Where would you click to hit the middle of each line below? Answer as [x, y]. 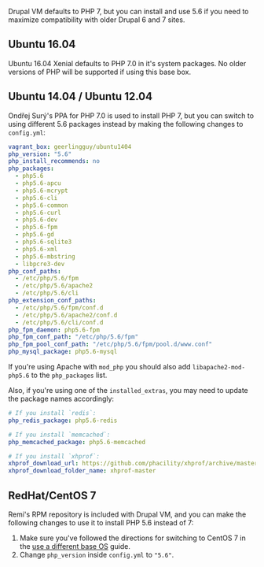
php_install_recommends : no [54, 161]
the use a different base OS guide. [75, 546]
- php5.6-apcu [38, 183]
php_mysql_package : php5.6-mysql [63, 352]
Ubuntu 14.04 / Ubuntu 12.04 [81, 96]
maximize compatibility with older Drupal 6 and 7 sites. [97, 20]
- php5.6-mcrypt [42, 191]
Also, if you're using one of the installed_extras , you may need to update [128, 390]
